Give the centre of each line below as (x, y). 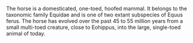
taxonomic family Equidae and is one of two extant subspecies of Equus (95, 15)
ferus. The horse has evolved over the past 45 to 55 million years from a (95, 21)
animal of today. (26, 34)
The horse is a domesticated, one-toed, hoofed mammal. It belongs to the (97, 9)
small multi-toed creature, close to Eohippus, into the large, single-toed (94, 27)
